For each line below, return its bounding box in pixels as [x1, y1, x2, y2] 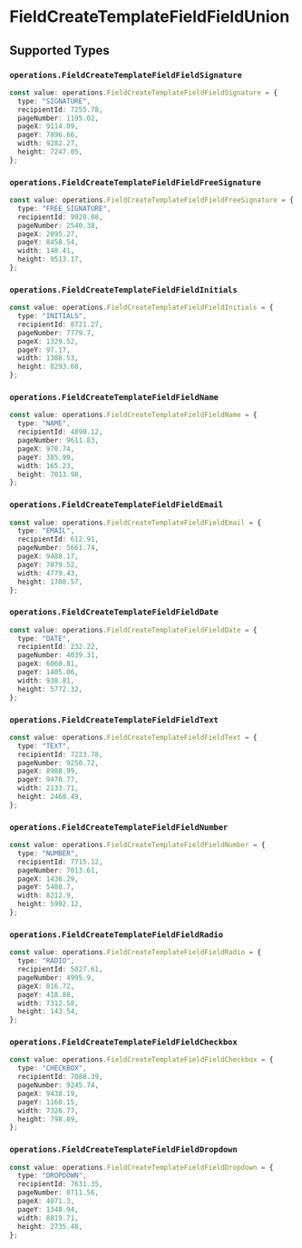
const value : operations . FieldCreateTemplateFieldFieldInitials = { [9, 303, 274, 313]
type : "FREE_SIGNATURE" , [17, 204, 112, 213]
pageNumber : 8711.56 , [17, 1188, 100, 1197]
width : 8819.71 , [17, 1213, 79, 1223]
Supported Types [9, 43, 111, 58]
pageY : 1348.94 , [17, 1204, 79, 1214]
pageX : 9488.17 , [17, 552, 79, 561]
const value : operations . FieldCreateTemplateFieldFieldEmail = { [9, 518, 261, 527]
